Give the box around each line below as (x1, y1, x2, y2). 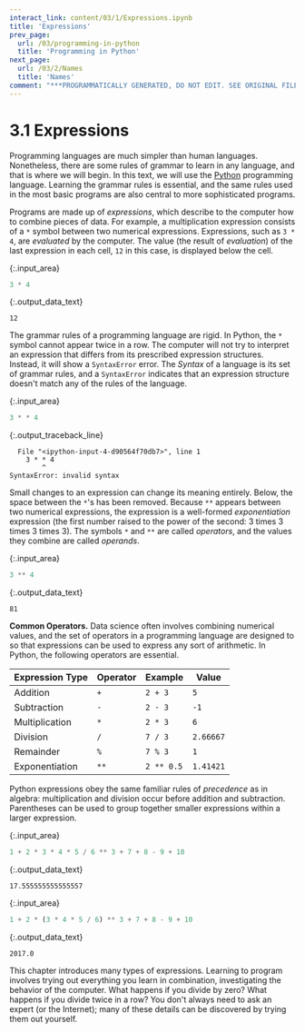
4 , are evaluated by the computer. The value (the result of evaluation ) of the (9, 235, 293, 246)
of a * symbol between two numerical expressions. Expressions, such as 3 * (9, 225, 295, 236)
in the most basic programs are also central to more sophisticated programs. (9, 188, 296, 200)
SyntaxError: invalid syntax (9, 472, 120, 481)
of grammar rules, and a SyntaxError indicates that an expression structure (9, 369, 290, 380)
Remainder (14, 746, 61, 759)
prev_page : (9, 30, 51, 39)
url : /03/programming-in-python (17, 38, 141, 48)
